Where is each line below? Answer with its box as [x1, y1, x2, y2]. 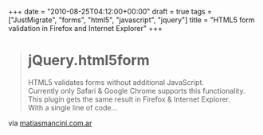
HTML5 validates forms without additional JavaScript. [27, 77, 205, 87]
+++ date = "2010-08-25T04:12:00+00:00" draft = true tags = [8, 7, 213, 16]
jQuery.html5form [27, 52, 150, 70]
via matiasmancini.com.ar [8, 118, 92, 128]
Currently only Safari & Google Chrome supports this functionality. [27, 86, 245, 95]
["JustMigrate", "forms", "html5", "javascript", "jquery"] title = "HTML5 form [8, 15, 255, 25]
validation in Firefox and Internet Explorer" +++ [8, 24, 163, 33]
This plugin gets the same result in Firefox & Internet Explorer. [27, 94, 231, 104]
